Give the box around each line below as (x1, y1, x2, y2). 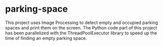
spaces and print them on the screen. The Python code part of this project (5, 24, 158, 30)
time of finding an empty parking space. (5, 35, 87, 41)
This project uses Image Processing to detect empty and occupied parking (5, 20, 158, 25)
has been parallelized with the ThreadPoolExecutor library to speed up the (5, 30, 158, 36)
